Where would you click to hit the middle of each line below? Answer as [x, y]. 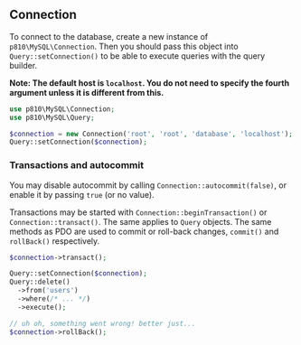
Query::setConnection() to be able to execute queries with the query [137, 56]
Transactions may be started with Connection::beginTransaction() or [138, 212]
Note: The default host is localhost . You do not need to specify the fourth [150, 83]
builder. [24, 65]
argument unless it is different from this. [87, 92]
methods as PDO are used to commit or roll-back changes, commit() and [144, 231]
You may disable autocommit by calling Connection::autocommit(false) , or [148, 185]
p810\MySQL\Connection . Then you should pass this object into [124, 46]
